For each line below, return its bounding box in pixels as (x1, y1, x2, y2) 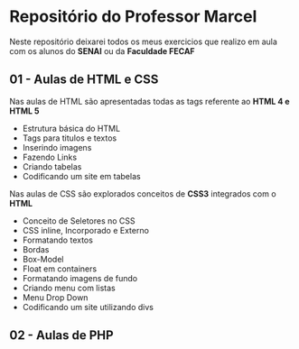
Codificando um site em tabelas (22, 170, 142, 181)
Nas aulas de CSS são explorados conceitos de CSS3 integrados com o (9, 188, 277, 199)
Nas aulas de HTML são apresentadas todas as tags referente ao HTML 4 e (9, 96, 291, 106)
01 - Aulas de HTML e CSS (9, 72, 159, 87)
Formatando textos (22, 234, 93, 245)
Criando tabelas (22, 161, 82, 172)
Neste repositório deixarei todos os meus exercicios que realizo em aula (9, 36, 278, 47)
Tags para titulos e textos (22, 133, 117, 143)
